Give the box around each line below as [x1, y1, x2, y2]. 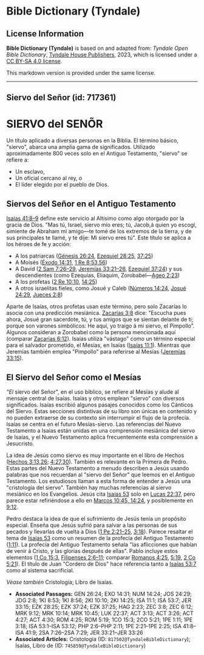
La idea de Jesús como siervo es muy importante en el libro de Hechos [6, 451, 185, 459]
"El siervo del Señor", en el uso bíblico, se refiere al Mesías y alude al [6, 388, 179, 396]
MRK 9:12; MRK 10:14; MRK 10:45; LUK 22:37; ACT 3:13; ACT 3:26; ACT [15, 609, 194, 617]
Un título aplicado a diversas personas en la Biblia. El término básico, [6, 137, 179, 144]
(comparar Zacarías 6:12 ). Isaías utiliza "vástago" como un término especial [6, 335, 195, 343]
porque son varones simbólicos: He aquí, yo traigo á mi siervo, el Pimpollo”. [6, 322, 195, 329]
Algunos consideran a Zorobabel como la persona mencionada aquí [6, 329, 176, 336]
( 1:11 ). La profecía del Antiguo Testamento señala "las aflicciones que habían [6, 541, 197, 548]
